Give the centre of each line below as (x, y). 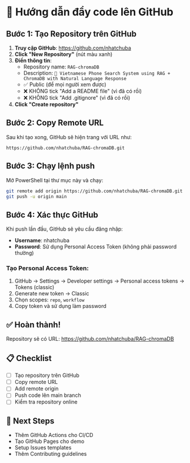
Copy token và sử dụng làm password (61, 306)
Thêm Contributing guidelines (51, 454)
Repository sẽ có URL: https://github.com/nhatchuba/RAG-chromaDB (90, 339)
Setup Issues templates (43, 448)
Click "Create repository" (46, 104)
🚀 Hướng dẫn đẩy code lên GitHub (90, 12)
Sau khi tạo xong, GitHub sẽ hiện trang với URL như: (69, 137)
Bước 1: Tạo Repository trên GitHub (71, 34)
